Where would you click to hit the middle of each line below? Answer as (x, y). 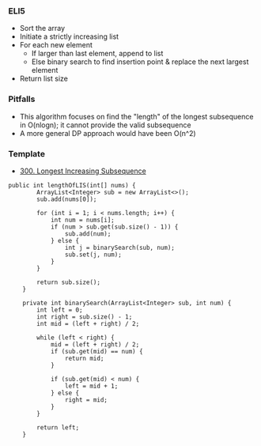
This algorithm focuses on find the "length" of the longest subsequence (136, 116)
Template (27, 153)
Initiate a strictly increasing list (69, 36)
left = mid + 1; (91, 386)
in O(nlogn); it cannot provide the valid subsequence (105, 125)
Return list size (44, 79)
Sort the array (42, 28)
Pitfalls (22, 99)
